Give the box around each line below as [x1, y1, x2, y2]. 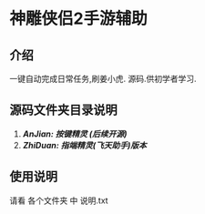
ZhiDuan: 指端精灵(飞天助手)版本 [22, 139, 148, 150]
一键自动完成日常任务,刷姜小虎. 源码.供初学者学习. [9, 74, 198, 84]
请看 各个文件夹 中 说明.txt [9, 195, 108, 206]
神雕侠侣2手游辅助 [9, 8, 148, 29]
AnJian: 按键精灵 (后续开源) [22, 128, 128, 139]
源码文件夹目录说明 [9, 102, 118, 118]
